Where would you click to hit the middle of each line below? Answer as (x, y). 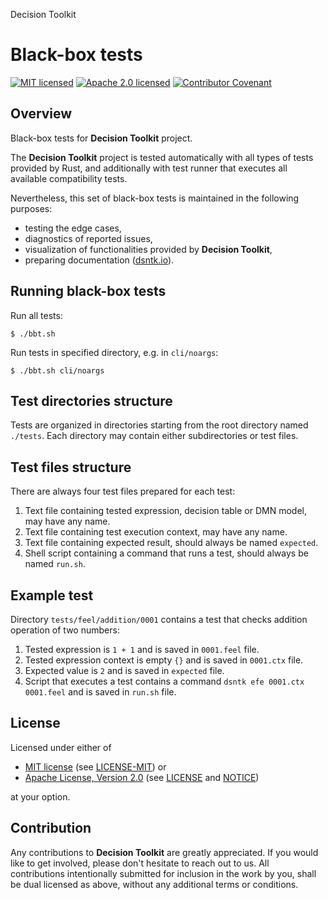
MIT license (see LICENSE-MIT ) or (95, 766)
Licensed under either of (61, 747)
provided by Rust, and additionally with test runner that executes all (149, 168)
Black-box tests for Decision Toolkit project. (101, 138)
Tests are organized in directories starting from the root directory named (159, 425)
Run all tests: (36, 315)
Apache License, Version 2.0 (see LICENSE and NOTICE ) (142, 777)
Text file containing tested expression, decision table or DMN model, (166, 511)
